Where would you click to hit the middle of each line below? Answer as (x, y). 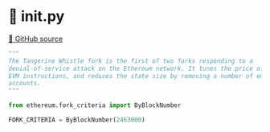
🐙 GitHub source (35, 39)
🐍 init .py (37, 16)
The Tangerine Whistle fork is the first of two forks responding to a (131, 61)
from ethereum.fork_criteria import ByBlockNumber (95, 105)
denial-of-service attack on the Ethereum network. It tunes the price (131, 68)
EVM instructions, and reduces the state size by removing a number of (131, 76)
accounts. (25, 84)
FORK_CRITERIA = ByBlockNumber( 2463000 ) (77, 120)
